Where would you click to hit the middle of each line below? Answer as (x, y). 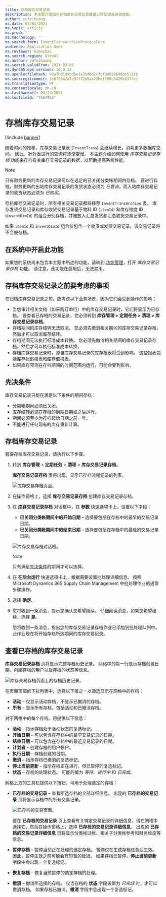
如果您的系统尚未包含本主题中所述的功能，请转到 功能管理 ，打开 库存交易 (80, 262)
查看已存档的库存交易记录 (44, 651)
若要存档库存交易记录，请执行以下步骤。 (46, 454)
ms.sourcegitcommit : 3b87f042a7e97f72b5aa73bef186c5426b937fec (72, 79)
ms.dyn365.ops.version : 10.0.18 (38, 70)
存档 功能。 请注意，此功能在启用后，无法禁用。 (58, 269)
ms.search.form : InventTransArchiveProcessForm (55, 42)
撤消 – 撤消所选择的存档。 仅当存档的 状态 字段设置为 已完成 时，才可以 (85, 883)
